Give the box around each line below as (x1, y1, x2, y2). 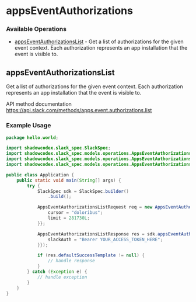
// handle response (47, 258, 95, 264)
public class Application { (6, 172, 75, 178)
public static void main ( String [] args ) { (16, 177, 121, 183)
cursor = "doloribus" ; (47, 210, 103, 216)
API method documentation (6, 100, 72, 107)
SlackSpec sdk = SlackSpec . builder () (37, 188, 129, 194)
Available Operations (6, 25, 67, 33)
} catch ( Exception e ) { (27, 269, 87, 275)
